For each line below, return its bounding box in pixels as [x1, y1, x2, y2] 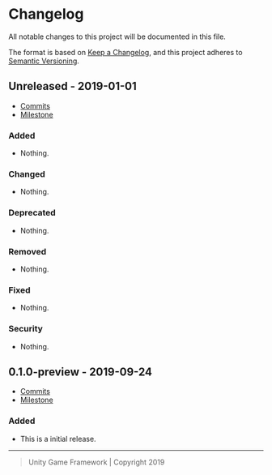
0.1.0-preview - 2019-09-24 [8, 365, 152, 379]
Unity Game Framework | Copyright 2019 [28, 457, 165, 467]
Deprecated [8, 208, 57, 219]
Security [8, 323, 43, 335]
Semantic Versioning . [8, 56, 79, 66]
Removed [8, 246, 47, 257]
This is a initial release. [19, 434, 96, 443]
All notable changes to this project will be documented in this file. [8, 32, 227, 41]
